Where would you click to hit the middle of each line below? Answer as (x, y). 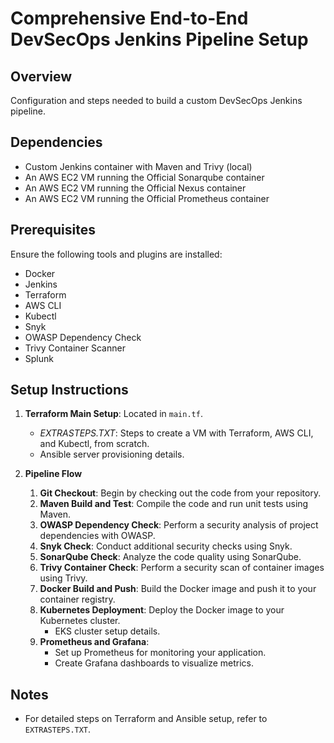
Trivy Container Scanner (75, 348)
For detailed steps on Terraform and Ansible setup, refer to (146, 719)
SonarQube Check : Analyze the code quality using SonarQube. (170, 557)
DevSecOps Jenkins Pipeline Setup (159, 39)
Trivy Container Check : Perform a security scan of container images (182, 568)
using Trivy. (63, 578)
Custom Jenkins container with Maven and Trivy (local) (138, 166)
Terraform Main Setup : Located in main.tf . (113, 414)
